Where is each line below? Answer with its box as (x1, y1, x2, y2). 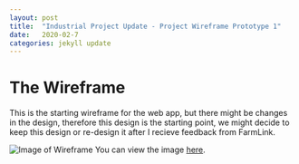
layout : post (9, 13, 59, 23)
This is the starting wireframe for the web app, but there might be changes (9, 108, 288, 119)
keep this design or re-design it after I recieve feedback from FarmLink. (9, 127, 276, 138)
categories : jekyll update (9, 38, 111, 48)
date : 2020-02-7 (9, 30, 79, 39)
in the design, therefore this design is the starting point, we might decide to (9, 117, 290, 128)
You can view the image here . (94, 144, 206, 155)
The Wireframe (9, 78, 126, 98)
